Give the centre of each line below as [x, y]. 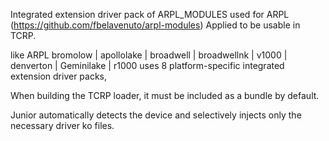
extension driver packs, [59, 76]
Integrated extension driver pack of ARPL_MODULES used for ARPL [150, 14]
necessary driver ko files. [62, 125]
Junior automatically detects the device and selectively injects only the [156, 115]
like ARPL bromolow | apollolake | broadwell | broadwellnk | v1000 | [149, 55]
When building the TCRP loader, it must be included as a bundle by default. [165, 95]
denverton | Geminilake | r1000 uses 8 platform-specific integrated [147, 65]
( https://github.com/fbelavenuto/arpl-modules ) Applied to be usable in [155, 25]
